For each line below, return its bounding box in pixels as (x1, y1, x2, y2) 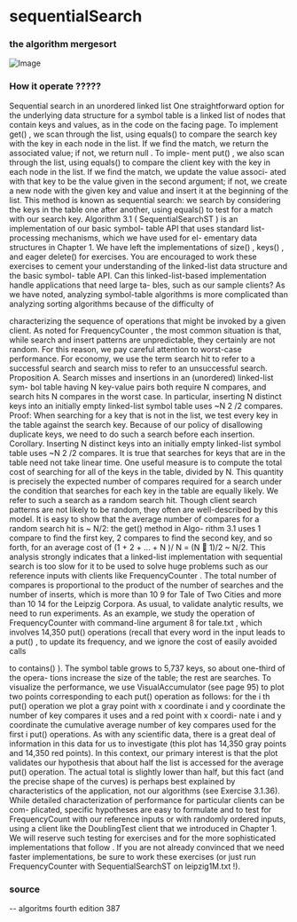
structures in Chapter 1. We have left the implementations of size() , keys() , (9, 241, 285, 252)
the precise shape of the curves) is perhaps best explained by (9, 776, 236, 786)
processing (9, 232, 51, 243)
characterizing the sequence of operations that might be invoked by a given (9, 315, 286, 326)
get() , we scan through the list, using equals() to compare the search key (9, 129, 277, 139)
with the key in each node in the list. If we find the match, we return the (9, 138, 269, 148)
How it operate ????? (9, 80, 102, 92)
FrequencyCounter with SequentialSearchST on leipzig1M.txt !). (9, 861, 241, 871)
